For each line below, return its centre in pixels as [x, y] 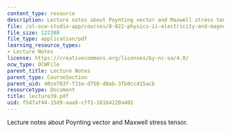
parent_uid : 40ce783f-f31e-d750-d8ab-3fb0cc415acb [81, 84]
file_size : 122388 [33, 33]
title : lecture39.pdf [38, 97]
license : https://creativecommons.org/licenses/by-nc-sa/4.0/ [98, 58]
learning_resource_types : [44, 45]
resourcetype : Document [41, 90]
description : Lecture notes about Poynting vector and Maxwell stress [110, 20]
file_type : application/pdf [47, 39]
